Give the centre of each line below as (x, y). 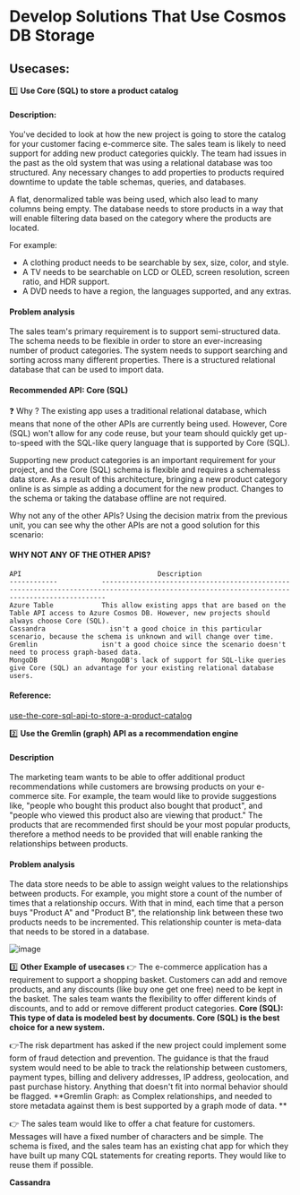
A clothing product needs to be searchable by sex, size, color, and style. (155, 262)
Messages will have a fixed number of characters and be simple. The (137, 1137)
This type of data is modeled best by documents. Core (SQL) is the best (145, 1018)
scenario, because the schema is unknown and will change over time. (142, 636)
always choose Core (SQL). (60, 621)
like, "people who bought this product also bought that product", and (136, 806)
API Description (106, 574)
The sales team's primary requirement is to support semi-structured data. (145, 331)
